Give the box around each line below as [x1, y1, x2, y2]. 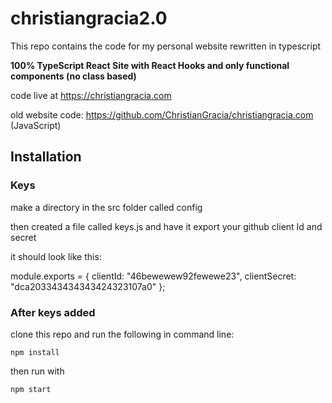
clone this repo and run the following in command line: [10, 328, 235, 340]
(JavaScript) [10, 119, 62, 131]
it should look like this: [10, 250, 102, 262]
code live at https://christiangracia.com [10, 89, 172, 101]
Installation [10, 148, 82, 166]
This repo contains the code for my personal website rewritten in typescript [10, 40, 322, 52]
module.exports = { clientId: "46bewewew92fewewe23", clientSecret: [10, 270, 297, 282]
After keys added [10, 305, 96, 319]
